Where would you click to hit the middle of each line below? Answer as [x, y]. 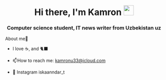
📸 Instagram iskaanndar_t [38, 72]
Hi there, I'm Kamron [78, 12]
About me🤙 [17, 39]
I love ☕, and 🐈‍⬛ [30, 49]
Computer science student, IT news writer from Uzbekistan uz [84, 28]
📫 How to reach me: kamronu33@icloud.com [59, 60]
